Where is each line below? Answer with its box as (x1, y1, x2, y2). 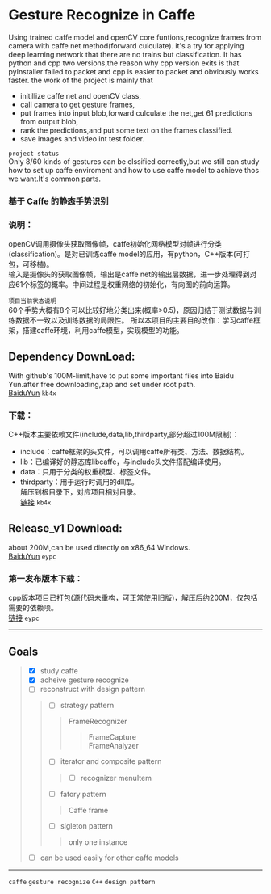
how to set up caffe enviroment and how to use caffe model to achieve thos (8, 165, 260, 175)
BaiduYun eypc (8, 551, 56, 561)
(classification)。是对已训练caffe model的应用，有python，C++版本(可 (8, 249, 244, 259)
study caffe (40, 666, 78, 676)
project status (8, 150, 60, 158)
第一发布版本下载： (8, 573, 83, 584)
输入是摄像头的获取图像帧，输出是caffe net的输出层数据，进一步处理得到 (8, 269, 250, 280)
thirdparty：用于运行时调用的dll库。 (19, 477, 139, 487)
